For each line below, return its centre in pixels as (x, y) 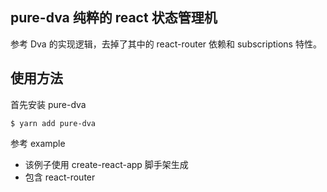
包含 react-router (60, 177)
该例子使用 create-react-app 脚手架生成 (106, 164)
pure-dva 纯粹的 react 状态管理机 (114, 18)
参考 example (38, 143)
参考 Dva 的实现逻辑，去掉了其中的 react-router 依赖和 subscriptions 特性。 (166, 44)
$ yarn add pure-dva (53, 123)
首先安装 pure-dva (48, 104)
